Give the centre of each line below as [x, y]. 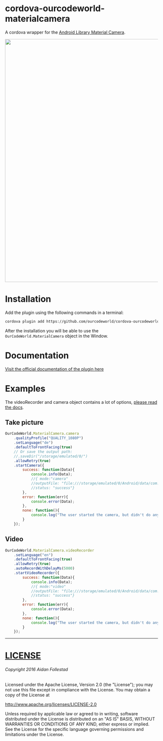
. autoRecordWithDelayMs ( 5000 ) [44, 569]
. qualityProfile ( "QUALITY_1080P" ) [49, 438]
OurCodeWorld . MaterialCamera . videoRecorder [50, 550]
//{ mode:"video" [49, 586]
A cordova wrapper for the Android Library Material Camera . [65, 32]
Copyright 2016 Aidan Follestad [37, 670]
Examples [25, 388]
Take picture [24, 422]
